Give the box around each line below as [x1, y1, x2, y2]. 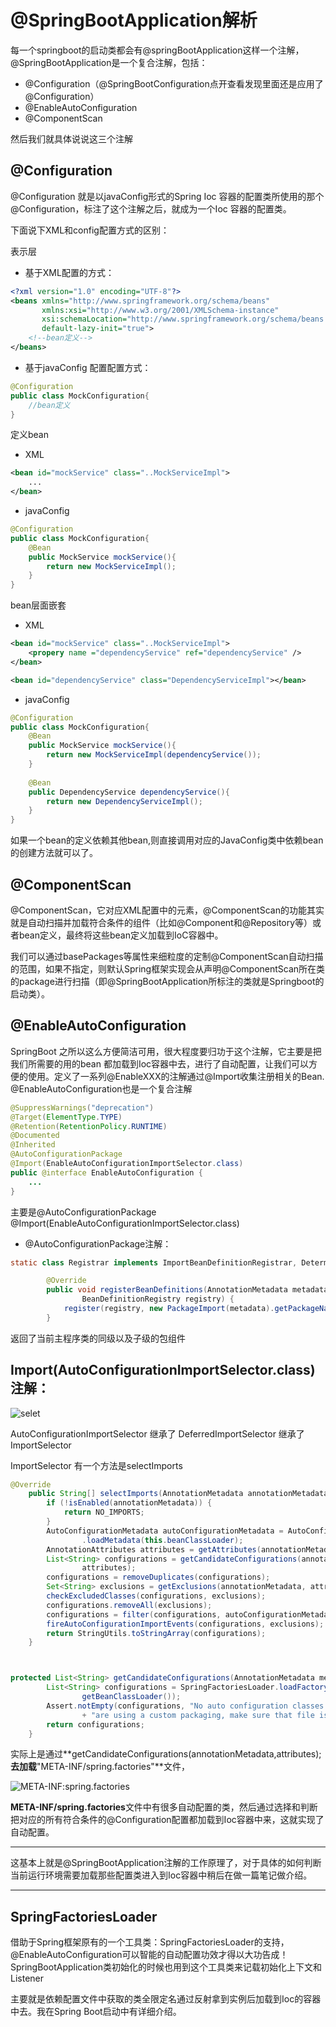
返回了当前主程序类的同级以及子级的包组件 [10, 1332, 186, 1344]
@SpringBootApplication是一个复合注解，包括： [10, 56, 208, 68]
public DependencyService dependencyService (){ [28, 787, 230, 797]
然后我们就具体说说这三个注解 [10, 132, 133, 145]
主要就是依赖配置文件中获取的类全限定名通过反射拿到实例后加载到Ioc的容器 [10, 1993, 322, 2005]
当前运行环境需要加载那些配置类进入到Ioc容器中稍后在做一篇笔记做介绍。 [10, 1869, 313, 1881]
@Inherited [10, 1140, 56, 1150]
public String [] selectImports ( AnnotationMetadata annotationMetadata [28, 1489, 329, 1499]
